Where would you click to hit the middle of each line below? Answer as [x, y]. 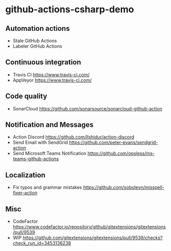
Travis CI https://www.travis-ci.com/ [51, 74]
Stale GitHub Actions [35, 41]
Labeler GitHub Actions [37, 46]
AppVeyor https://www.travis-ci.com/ [52, 80]
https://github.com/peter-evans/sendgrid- [113, 143]
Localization [25, 175]
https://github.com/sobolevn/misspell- [123, 187]
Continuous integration [43, 62]
